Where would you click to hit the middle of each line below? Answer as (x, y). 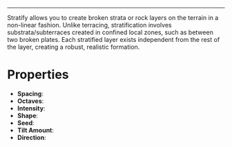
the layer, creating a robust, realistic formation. (74, 47)
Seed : (26, 123)
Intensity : (31, 108)
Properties (38, 75)
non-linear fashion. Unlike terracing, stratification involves (89, 25)
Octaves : (30, 101)
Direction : (31, 137)
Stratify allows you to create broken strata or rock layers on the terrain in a (113, 18)
